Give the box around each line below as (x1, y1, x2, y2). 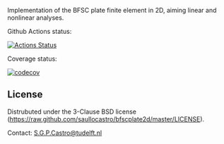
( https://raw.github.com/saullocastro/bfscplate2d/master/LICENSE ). (7, 114, 205, 123)
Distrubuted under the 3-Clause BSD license (7, 107, 136, 116)
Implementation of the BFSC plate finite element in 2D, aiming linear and (7, 6, 217, 14)
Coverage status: (7, 54, 58, 63)
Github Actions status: (7, 28, 72, 35)
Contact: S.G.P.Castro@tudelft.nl (7, 128, 102, 137)
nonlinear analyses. (7, 13, 64, 22)
